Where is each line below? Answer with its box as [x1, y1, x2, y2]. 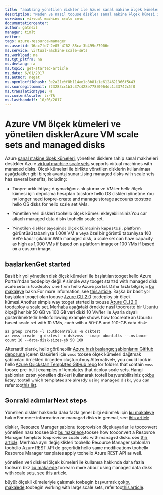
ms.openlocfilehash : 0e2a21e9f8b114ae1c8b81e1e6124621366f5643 [5, 79, 136, 84]
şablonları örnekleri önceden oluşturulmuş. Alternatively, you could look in [5, 356, 152, 362]
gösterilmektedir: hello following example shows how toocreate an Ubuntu [5, 314, 152, 320]
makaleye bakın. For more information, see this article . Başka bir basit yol [5, 288, 150, 294]
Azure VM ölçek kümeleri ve [5, 119, 121, 130]
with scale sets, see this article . [5, 470, 68, 476]
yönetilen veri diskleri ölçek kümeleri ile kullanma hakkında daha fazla [5, 459, 144, 465]
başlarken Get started [5, 260, 71, 268]
